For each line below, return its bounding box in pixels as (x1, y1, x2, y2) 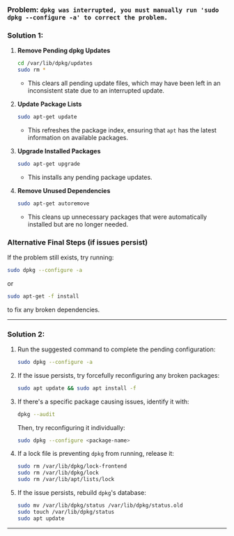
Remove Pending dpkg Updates (17, 47, 111, 55)
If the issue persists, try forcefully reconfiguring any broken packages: (17, 371, 220, 379)
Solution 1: (7, 30, 44, 40)
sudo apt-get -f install (7, 293, 79, 300)
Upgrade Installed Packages (17, 146, 101, 155)
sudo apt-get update (17, 113, 77, 120)
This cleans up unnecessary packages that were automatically (27, 213, 208, 221)
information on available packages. (27, 133, 129, 141)
